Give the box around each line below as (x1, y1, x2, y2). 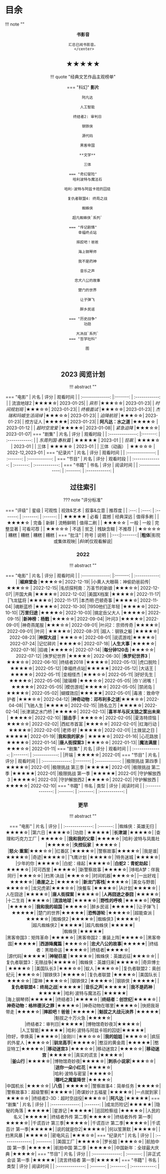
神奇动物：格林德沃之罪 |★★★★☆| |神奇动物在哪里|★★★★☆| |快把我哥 (6, 1002, 160, 1008)
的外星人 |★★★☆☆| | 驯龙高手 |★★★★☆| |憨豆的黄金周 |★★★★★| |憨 (7, 1039, 159, 1045)
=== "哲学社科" (69, 336, 97, 341)
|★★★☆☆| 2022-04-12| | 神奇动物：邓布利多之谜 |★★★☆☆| (16, 696, 146, 702)
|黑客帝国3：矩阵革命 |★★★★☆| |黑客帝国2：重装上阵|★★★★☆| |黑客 (5, 934, 157, 940)
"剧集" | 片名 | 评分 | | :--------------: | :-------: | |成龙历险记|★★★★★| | (5, 1101, 156, 1107)
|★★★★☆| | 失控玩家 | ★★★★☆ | (45, 842, 121, 848)
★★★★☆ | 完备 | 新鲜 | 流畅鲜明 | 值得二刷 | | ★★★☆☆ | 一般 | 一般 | (6, 520, 154, 526)
